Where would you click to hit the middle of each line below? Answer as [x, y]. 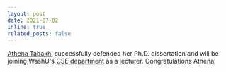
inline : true [27, 27]
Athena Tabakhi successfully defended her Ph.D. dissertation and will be [113, 54]
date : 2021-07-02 [33, 20]
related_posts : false [39, 34]
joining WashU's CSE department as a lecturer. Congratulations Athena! [112, 61]
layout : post [27, 14]
